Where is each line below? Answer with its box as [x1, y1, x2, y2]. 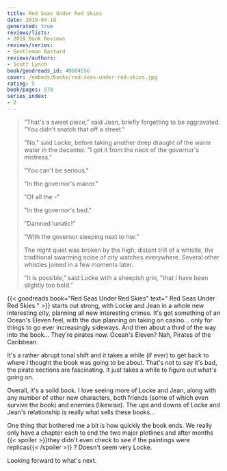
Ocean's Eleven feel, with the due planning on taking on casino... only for [7, 316, 213, 324]
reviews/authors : [7, 55, 57, 62]
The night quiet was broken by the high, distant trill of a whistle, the [23, 246, 214, 254]
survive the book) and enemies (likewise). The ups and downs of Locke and [7, 400, 221, 409]
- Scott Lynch [7, 61, 48, 68]
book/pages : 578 [7, 86, 53, 93]
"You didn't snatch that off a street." [23, 125, 125, 133]
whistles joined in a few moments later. [23, 260, 133, 268]
